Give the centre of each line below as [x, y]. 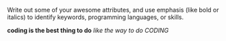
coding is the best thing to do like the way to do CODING [88, 30]
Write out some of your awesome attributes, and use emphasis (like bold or [113, 10]
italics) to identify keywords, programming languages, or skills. [96, 17]
